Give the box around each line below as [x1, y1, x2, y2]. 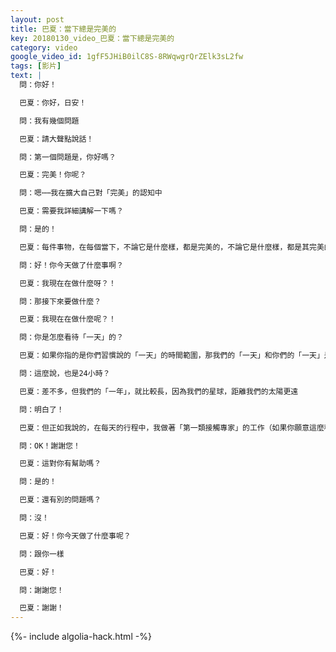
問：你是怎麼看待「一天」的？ [19, 332, 124, 343]
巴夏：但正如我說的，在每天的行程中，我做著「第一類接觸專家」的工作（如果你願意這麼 [19, 422, 325, 433]
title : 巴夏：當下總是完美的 [10, 24, 117, 34]
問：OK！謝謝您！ [19, 441, 81, 451]
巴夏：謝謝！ [19, 603, 65, 613]
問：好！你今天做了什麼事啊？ [19, 260, 124, 270]
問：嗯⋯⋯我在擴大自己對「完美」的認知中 [19, 188, 163, 198]
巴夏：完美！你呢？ [19, 170, 87, 180]
